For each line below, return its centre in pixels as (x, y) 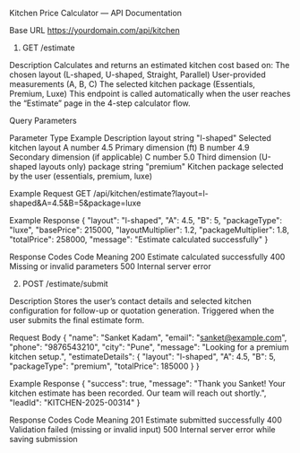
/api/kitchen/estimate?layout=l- (150, 193)
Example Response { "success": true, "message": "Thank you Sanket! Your (148, 383)
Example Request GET (51, 193)
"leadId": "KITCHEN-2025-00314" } (75, 402)
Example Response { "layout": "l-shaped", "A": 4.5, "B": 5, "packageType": (146, 220)
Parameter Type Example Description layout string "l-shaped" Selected (140, 138)
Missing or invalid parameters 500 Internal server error (111, 266)
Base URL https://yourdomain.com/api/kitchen (95, 30)
